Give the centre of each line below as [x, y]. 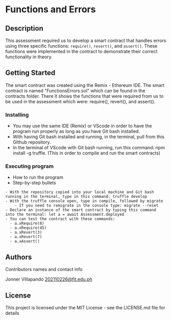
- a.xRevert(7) [26, 237]
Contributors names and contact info [44, 269]
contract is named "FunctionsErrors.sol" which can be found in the [75, 90]
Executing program [30, 166]
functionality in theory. [29, 57]
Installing [17, 115]
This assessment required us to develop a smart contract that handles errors [86, 40]
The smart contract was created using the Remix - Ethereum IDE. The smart [85, 85]
